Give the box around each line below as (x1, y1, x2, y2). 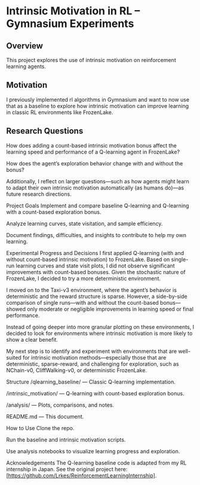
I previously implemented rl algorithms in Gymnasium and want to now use (6, 96, 190, 103)
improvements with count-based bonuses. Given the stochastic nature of (6, 268, 186, 275)
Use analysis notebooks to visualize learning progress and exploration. (6, 447, 180, 455)
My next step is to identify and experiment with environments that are (6, 348, 177, 355)
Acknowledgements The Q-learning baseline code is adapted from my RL (6, 459, 187, 466)
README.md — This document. (6, 413, 84, 420)
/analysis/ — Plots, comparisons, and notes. (6, 401, 115, 409)
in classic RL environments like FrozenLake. (6, 109, 113, 116)
